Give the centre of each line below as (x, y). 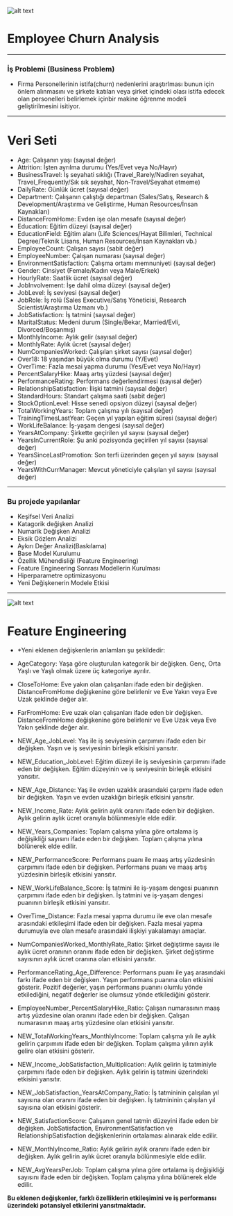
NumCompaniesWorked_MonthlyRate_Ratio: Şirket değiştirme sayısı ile (118, 945)
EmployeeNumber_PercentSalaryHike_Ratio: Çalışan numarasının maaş (119, 1008)
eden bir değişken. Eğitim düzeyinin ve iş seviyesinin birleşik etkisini (114, 769)
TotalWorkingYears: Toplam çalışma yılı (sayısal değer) (95, 411)
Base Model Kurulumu (49, 554)
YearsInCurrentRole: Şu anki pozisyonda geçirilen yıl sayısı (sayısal (112, 440)
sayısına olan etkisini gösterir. (59, 1108)
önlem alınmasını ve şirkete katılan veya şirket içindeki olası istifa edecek (121, 92)
